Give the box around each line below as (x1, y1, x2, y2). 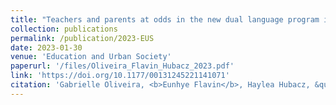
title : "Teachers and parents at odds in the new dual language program (10, 14, 320, 25)
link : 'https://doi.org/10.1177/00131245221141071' (10, 71, 230, 81)
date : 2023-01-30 (10, 42, 83, 53)
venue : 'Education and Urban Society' (10, 52, 172, 62)
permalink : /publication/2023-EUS (10, 33, 155, 43)
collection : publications (10, 24, 118, 34)
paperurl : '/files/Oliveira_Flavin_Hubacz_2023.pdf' (10, 61, 235, 71)
